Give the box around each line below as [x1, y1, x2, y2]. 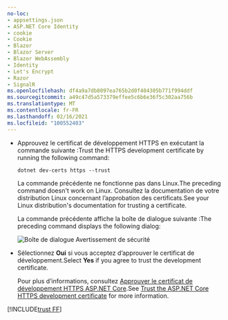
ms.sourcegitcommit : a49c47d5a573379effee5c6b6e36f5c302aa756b [7, 94, 193, 101]
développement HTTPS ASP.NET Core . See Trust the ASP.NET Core [17, 284, 209, 292]
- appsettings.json [7, 17, 64, 24]
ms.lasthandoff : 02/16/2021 [7, 113, 88, 120]
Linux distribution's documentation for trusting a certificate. [17, 201, 187, 209]
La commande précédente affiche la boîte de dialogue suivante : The [17, 214, 212, 222]
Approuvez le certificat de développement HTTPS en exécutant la [17, 139, 205, 147]
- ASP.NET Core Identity [7, 23, 79, 30]
